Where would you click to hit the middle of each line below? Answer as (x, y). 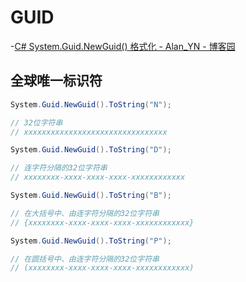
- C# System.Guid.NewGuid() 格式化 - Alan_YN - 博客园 (123, 46)
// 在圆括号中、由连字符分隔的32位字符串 (85, 259)
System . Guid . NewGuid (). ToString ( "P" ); (91, 241)
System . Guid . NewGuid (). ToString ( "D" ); (91, 150)
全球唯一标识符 (56, 81)
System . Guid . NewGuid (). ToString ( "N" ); (91, 104)
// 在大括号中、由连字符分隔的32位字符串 (85, 213)
